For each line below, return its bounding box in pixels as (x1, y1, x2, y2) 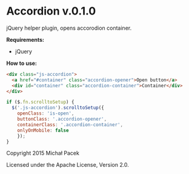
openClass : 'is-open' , (17, 110, 75, 116)
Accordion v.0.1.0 (6, 4, 96, 18)
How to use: (6, 59, 38, 67)
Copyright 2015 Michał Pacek (6, 150, 80, 157)
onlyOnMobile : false (17, 127, 69, 133)
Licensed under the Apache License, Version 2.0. (6, 161, 129, 169)
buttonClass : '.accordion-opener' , (17, 116, 107, 122)
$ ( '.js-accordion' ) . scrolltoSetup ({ (12, 105, 104, 111)
